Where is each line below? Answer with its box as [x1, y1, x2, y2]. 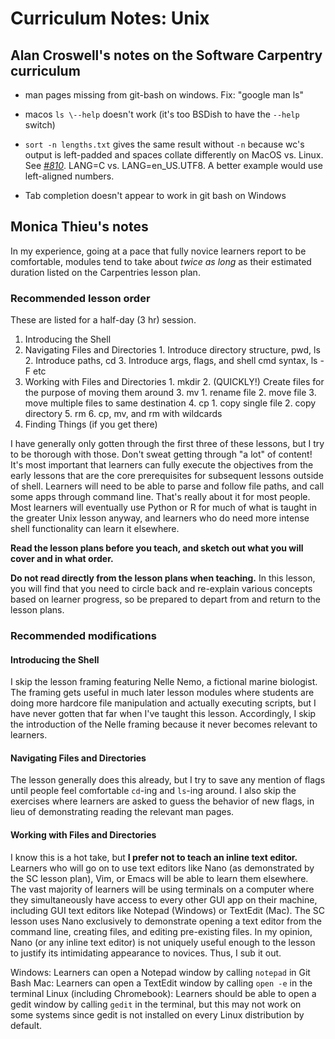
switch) [24, 119, 56, 131]
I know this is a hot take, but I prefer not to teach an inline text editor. [10, 851, 298, 863]
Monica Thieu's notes [10, 218, 149, 236]
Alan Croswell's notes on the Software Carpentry [10, 47, 323, 64]
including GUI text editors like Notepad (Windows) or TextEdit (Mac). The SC [10, 904, 326, 916]
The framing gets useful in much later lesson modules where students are [10, 687, 315, 699]
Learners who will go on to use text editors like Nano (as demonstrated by [10, 862, 315, 874]
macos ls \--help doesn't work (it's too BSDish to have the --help [24, 108, 300, 120]
